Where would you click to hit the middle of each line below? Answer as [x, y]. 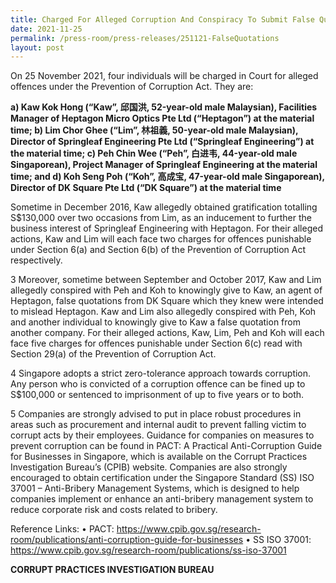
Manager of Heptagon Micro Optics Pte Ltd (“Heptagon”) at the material [162, 118]
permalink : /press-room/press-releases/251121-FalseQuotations [145, 38]
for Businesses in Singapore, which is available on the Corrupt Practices [159, 457]
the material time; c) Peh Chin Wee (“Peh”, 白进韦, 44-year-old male [154, 153]
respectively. [36, 260]
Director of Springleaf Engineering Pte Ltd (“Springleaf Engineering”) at [162, 142]
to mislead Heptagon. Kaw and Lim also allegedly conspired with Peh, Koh [163, 312]
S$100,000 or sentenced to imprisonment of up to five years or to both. [157, 395]
